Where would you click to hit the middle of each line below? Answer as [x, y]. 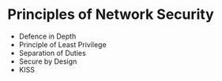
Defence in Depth [47, 36]
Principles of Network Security [111, 15]
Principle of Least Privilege [63, 44]
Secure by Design [48, 61]
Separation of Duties [52, 53]
